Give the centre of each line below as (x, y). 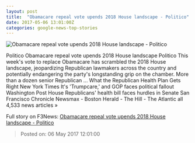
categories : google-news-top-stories (52, 28)
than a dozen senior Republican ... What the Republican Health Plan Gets (93, 81)
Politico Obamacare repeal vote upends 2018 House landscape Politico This (97, 55)
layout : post (22, 11)
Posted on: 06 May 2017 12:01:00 (60, 134)
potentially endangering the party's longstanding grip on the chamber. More (97, 74)
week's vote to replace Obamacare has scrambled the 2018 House (86, 62)
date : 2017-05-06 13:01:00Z (40, 22)
